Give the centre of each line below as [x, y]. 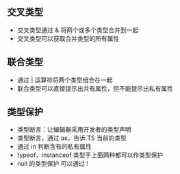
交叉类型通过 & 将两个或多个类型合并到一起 [78, 30]
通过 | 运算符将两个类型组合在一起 [65, 80]
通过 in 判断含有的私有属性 [54, 147]
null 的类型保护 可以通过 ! [52, 164]
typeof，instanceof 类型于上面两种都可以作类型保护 [90, 155]
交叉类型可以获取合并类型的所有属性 [68, 38]
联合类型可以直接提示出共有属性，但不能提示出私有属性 [95, 88]
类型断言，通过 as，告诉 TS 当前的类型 [72, 138]
